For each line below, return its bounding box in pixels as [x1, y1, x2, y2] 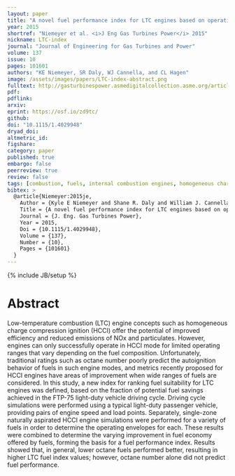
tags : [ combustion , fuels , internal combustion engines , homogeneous [7, 180, 215, 187]
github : [7, 114, 30, 121]
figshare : [7, 141, 36, 148]
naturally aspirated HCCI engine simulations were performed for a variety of [7, 416, 226, 424]
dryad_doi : [7, 128, 39, 135]
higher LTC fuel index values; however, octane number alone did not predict [7, 453, 226, 461]
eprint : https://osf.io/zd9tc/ [7, 108, 99, 115]
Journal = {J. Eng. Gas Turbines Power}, [20, 213, 142, 220]
